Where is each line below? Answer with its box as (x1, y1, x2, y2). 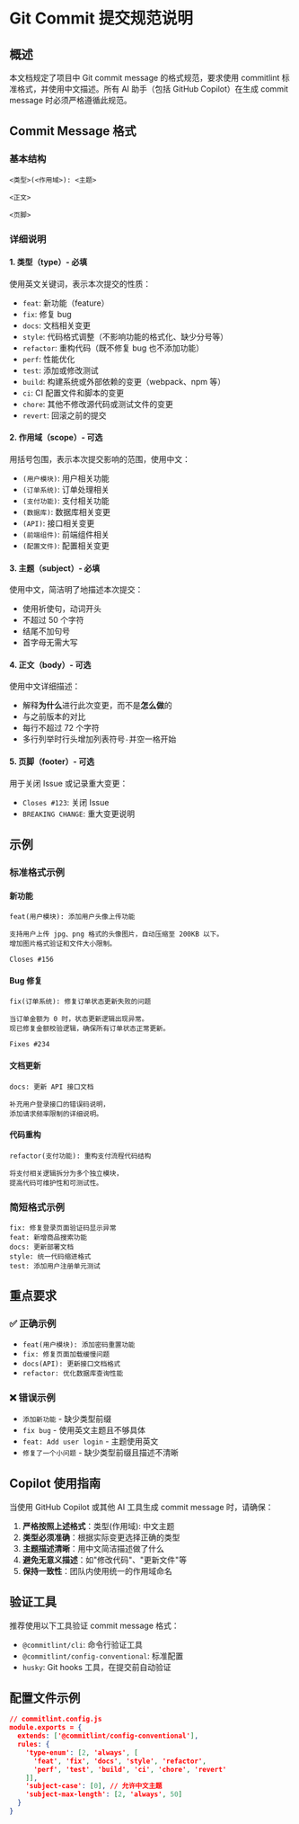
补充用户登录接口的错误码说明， (9, 1099, 110, 1108)
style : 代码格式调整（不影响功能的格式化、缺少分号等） (22, 331, 229, 342)
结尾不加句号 (22, 626, 70, 636)
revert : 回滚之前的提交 (22, 410, 107, 421)
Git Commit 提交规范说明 (9, 8, 193, 29)
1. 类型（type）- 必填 (9, 257, 88, 268)
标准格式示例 (9, 866, 66, 878)
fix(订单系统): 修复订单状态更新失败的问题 (9, 997, 152, 1007)
